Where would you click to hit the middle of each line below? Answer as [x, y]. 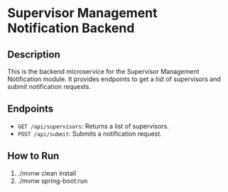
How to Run [33, 156]
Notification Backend [71, 28]
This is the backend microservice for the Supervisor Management [103, 71]
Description [34, 54]
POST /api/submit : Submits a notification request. [89, 134]
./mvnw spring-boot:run [53, 181]
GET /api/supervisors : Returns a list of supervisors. [93, 126]
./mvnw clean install [47, 173]
